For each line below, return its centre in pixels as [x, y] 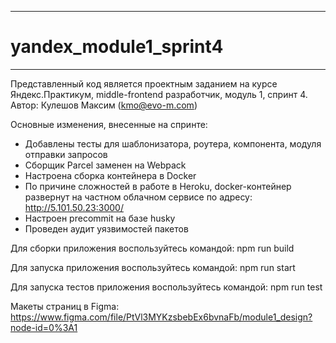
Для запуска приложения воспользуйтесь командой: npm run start [153, 267]
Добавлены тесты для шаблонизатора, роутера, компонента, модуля [173, 143]
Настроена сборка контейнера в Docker [110, 175]
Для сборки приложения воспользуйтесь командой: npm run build [152, 248]
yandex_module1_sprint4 [117, 47]
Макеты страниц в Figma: [65, 306]
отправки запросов [66, 154]
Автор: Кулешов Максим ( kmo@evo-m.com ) [104, 105]
